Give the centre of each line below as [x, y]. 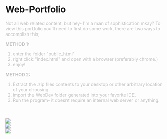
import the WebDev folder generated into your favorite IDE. [74, 95]
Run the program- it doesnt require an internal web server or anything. [86, 100]
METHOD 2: [18, 74]
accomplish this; [22, 34]
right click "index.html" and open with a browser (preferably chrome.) [85, 59]
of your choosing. [31, 89]
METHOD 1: [18, 44]
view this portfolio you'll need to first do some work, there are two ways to [83, 28]
